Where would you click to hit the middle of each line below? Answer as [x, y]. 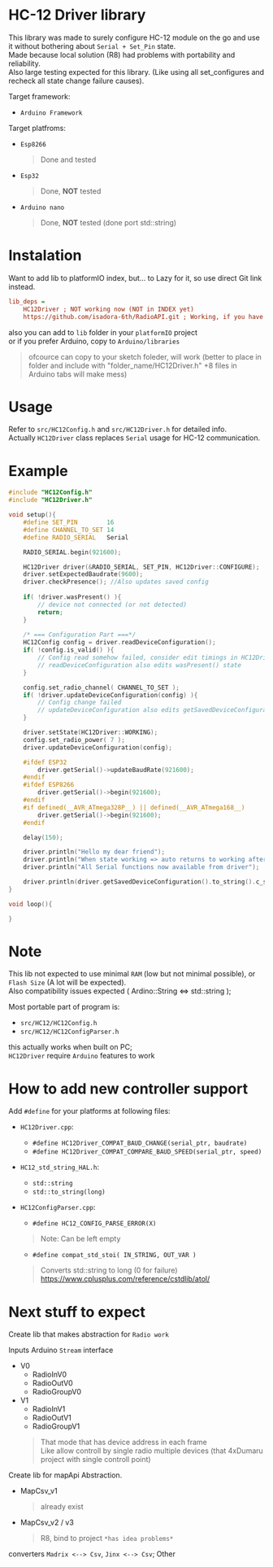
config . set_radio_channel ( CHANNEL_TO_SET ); [102, 687]
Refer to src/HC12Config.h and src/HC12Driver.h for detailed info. [118, 430]
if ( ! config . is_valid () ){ [69, 650]
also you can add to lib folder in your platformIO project [103, 332]
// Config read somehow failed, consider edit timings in [138, 657]
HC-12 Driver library [77, 15]
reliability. [24, 63]
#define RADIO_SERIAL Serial [76, 537]
